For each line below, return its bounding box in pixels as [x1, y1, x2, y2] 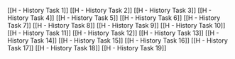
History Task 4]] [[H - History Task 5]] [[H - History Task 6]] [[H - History [7, 14, 221, 22]
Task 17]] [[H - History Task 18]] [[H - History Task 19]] [7, 44, 167, 52]
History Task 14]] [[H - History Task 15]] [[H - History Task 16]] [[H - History [7, 36, 229, 45]
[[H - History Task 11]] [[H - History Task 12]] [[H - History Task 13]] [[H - [7, 28, 219, 37]
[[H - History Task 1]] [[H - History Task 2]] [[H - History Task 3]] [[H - [7, 6, 212, 14]
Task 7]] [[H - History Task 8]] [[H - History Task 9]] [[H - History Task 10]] [7, 21, 226, 29]
